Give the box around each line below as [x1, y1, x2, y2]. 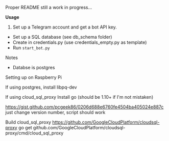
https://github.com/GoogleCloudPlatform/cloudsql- [52, 119, 160, 125]
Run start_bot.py [12, 45, 50, 50]
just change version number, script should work [5, 109, 106, 115]
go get [18, 125, 32, 130]
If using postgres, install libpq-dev [5, 84, 78, 90]
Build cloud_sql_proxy [5, 119, 52, 125]
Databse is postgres [12, 65, 55, 70]
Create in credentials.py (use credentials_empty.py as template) [12, 39, 147, 45]
